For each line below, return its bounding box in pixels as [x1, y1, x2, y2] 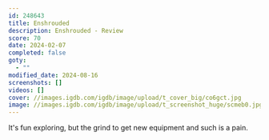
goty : [8, 57, 26, 65]
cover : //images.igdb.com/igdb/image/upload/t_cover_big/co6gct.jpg [8, 94, 242, 102]
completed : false [8, 49, 66, 57]
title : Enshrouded [8, 19, 70, 27]
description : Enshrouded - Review [8, 26, 124, 34]
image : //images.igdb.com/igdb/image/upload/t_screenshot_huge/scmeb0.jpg [8, 101, 263, 109]
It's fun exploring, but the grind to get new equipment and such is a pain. [8, 123, 248, 133]
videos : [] [8, 86, 45, 94]
